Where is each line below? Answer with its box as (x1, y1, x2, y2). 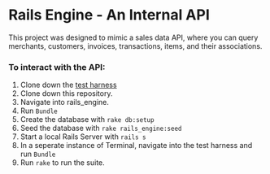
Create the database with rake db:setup (20, 115, 155, 124)
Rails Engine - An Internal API (8, 6, 210, 24)
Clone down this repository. (20, 89, 113, 98)
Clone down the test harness (20, 80, 117, 90)
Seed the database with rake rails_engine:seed (20, 124, 182, 133)
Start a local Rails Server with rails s (20, 132, 146, 141)
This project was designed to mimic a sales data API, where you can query (8, 33, 259, 42)
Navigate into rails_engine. (20, 98, 110, 107)
